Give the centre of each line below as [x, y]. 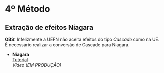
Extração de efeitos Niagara [49, 28]
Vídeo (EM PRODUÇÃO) [37, 65]
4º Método [28, 9]
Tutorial [20, 60]
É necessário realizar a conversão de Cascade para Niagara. [67, 45]
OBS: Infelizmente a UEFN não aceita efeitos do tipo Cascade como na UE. [82, 39]
